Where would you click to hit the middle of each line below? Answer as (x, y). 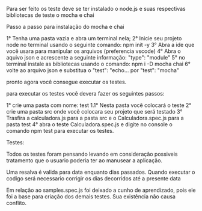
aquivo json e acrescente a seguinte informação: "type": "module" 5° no (96, 57)
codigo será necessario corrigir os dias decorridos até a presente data (93, 179)
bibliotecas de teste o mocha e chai (50, 15)
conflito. (17, 203)
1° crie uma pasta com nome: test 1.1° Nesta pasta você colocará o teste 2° (99, 105)
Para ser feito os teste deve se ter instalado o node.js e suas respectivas (96, 9)
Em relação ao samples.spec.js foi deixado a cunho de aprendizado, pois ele (101, 190)
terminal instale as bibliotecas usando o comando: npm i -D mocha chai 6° (98, 64)
